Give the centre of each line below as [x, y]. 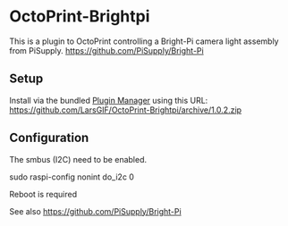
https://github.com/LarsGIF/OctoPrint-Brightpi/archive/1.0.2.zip [126, 110]
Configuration [49, 138]
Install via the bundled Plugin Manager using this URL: [109, 100]
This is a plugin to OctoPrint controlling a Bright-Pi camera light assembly [144, 41]
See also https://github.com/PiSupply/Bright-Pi [95, 211]
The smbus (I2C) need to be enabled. [78, 159]
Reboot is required [43, 194]
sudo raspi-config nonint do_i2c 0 [72, 177]
